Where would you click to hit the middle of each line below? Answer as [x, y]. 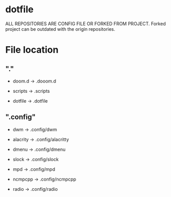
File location [32, 50]
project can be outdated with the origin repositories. [60, 29]
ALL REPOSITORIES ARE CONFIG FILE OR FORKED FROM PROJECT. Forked [85, 24]
